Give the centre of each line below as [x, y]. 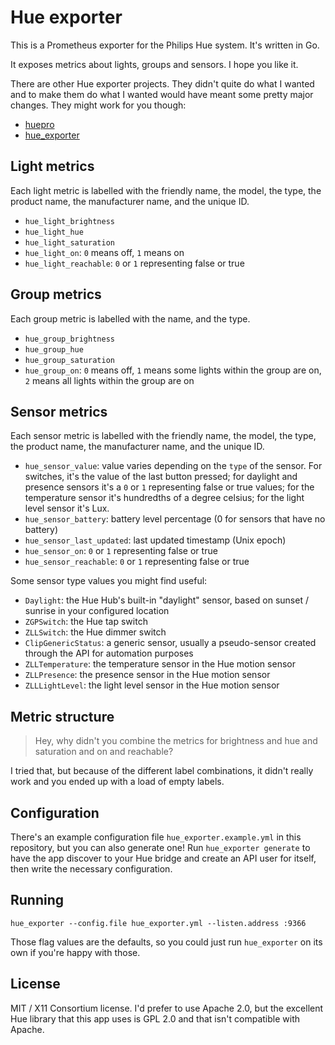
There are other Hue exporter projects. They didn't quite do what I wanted [162, 83]
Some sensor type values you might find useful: [109, 581]
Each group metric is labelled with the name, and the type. [130, 318]
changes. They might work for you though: [98, 105]
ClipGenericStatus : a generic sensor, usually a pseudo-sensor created [170, 643]
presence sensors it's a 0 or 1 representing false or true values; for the [169, 487]
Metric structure [62, 716]
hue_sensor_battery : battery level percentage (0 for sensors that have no [175, 519]
